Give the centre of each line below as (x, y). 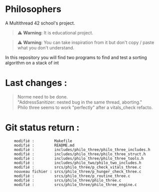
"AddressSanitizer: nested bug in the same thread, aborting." (80, 102)
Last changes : (36, 83)
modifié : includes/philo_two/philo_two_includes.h (78, 163)
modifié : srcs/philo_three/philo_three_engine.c (76, 184)
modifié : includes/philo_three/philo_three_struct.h (80, 154)
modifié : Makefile (43, 141)
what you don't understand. (46, 47)
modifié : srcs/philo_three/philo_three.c (68, 180)
